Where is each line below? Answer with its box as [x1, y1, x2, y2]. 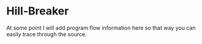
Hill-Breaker [6, 4, 69, 18]
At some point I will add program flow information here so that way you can [6, 24, 196, 31]
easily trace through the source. [6, 30, 87, 37]
